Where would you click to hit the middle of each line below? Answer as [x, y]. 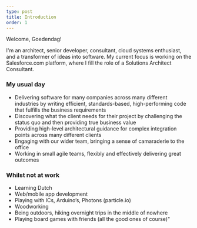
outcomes [27, 160]
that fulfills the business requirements [60, 110]
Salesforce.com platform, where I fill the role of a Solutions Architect [89, 63]
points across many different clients [58, 135]
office [22, 147]
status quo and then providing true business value [75, 122]
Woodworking [31, 206]
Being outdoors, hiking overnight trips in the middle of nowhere [91, 213]
